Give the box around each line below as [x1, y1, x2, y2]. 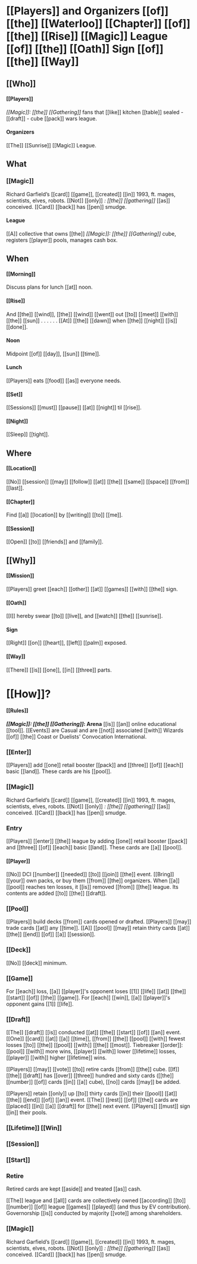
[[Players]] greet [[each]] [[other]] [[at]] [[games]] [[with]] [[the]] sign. [6, 586, 179, 593]
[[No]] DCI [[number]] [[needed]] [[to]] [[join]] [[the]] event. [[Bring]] [6, 871, 174, 878]
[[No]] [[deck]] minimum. [6, 959, 68, 966]
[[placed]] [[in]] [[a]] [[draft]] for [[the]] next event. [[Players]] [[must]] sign [6, 1102, 190, 1110]
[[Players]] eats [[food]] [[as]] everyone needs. [6, 377, 121, 384]
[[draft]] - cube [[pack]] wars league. [6, 115, 97, 122]
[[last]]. [6, 484, 24, 492]
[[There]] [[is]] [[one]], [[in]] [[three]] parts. [6, 666, 112, 673]
